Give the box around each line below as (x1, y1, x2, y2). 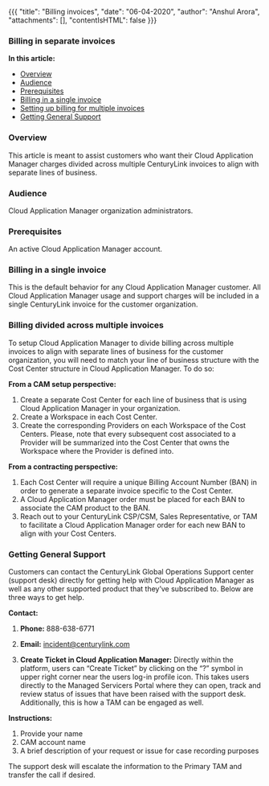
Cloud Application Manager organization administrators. (8, 205, 194, 216)
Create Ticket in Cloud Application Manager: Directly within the (19, 655, 234, 665)
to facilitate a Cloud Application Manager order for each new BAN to (19, 520, 246, 529)
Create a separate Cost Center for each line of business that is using (19, 394, 247, 405)
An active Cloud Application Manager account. (8, 245, 163, 254)
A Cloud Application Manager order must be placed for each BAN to (19, 494, 245, 504)
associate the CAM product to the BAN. (19, 503, 151, 512)
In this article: (8, 54, 55, 64)
